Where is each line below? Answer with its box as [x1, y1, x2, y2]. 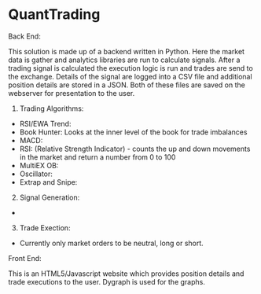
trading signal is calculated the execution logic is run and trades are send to [8, 63, 253, 72]
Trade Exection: [19, 222, 71, 233]
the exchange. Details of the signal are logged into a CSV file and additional [8, 72, 253, 81]
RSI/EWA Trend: [19, 119, 72, 128]
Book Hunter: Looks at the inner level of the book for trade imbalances [19, 127, 248, 137]
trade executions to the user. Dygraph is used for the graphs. [8, 277, 206, 286]
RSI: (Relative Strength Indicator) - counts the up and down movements [19, 144, 251, 153]
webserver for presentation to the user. [8, 88, 135, 97]
